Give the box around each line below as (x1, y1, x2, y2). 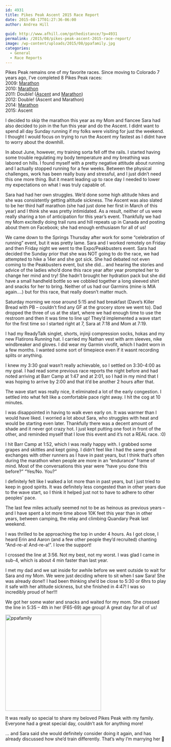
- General (10, 50, 31, 55)
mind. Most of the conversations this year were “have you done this (5, 463, 148, 469)
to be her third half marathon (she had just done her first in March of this (5, 203, 158, 209)
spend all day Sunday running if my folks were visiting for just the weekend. (5, 128, 164, 134)
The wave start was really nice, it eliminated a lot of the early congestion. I (5, 388, 162, 395)
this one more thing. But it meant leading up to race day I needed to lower (5, 176, 160, 183)
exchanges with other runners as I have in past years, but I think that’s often (5, 452, 165, 458)
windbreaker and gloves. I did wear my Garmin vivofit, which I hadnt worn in (5, 342, 165, 348)
